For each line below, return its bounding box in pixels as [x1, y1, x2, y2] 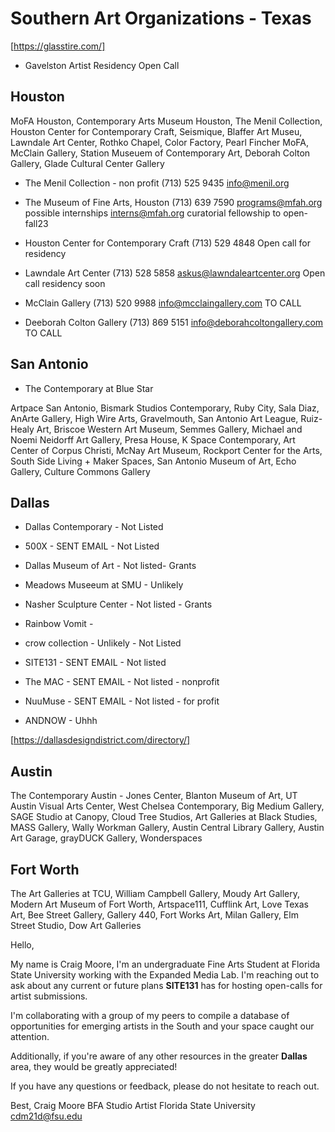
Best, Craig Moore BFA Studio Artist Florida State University [10, 1100, 256, 1111]
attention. [10, 1031, 50, 1042]
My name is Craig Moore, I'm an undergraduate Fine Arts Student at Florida [10, 958, 321, 970]
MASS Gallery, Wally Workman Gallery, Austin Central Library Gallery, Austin [10, 822, 325, 834]
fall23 [24, 217, 49, 229]
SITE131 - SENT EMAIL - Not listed [24, 657, 167, 669]
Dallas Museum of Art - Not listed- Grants [24, 560, 197, 572]
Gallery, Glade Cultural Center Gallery [10, 157, 165, 169]
